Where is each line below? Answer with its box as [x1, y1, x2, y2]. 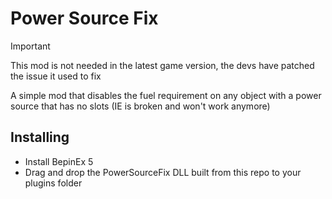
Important [10, 40, 51, 52]
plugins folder [24, 177, 83, 189]
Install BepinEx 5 [24, 155, 94, 167]
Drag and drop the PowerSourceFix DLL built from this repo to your [24, 166, 302, 178]
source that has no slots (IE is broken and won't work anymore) [10, 100, 271, 112]
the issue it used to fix [10, 70, 102, 82]
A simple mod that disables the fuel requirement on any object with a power [10, 89, 322, 101]
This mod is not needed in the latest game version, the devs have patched [10, 59, 315, 71]
